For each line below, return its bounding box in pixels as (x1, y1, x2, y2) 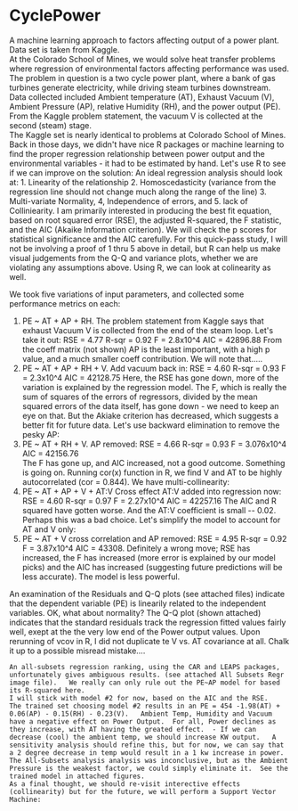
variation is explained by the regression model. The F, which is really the (21, 381, 287, 392)
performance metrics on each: (9, 298, 121, 308)
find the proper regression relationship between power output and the (9, 148, 265, 159)
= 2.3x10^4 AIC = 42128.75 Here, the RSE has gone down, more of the (21, 372, 279, 383)
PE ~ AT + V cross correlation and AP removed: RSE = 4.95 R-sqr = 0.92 (21, 533, 287, 544)
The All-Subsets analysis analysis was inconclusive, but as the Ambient (9, 756, 289, 765)
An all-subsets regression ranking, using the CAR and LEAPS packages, (9, 662, 280, 671)
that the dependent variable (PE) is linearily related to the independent (9, 598, 267, 609)
